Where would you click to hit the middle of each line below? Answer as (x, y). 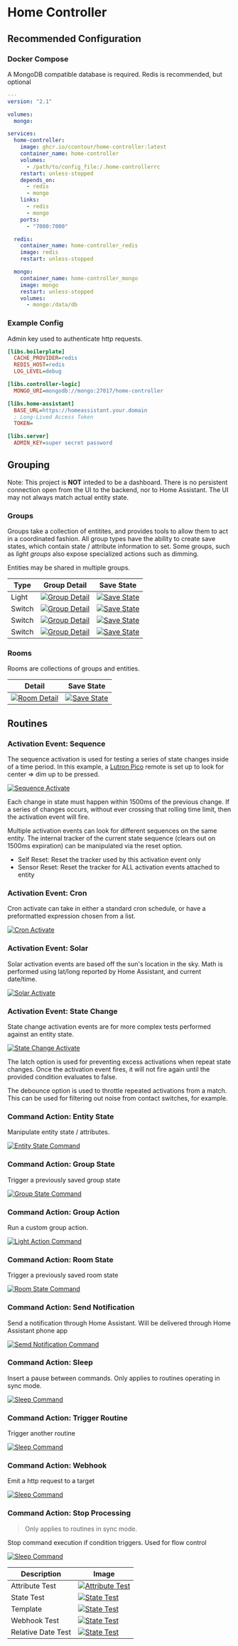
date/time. (22, 979)
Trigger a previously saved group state (64, 1180)
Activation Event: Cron (47, 893)
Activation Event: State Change (63, 1011)
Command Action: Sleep (50, 1362)
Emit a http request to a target (51, 1481)
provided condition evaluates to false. (63, 1077)
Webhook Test (35, 1620)
